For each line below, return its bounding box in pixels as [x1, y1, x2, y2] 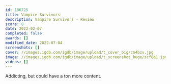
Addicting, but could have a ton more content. [5, 73, 102, 79]
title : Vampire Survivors [5, 12, 60, 17]
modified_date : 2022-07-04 [5, 40, 63, 46]
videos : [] [5, 59, 28, 64]
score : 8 [5, 21, 24, 27]
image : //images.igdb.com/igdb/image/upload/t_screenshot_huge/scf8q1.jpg [5, 54, 167, 60]
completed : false [5, 31, 42, 36]
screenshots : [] [5, 45, 40, 50]
